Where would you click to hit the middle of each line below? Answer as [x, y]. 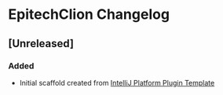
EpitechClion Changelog [89, 15]
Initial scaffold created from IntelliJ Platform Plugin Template [117, 82]
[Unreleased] [41, 44]
